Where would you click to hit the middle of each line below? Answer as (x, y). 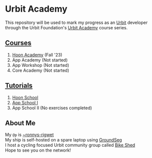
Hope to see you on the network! (38, 150)
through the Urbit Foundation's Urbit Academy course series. (66, 27)
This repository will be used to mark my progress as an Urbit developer (76, 22)
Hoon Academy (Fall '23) (37, 55)
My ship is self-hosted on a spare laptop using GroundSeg (64, 140)
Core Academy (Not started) (41, 70)
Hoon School (25, 97)
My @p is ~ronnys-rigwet (29, 135)
